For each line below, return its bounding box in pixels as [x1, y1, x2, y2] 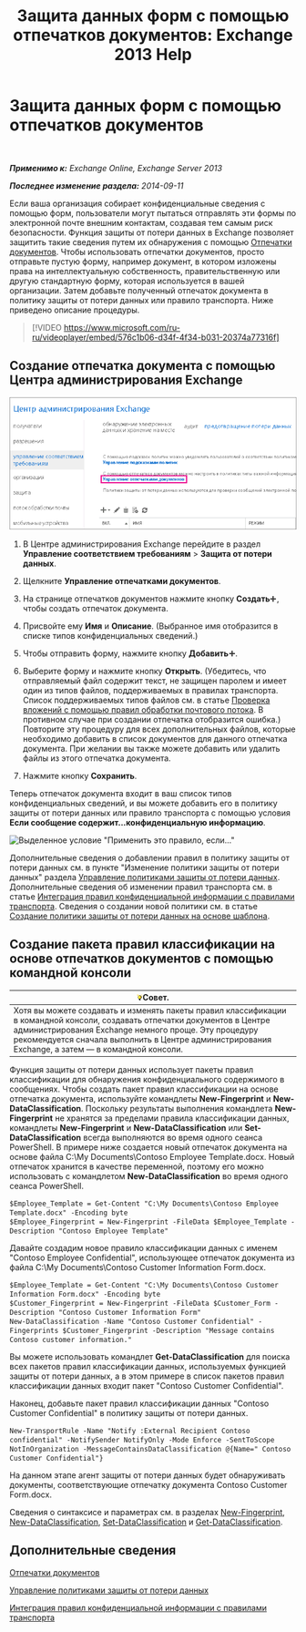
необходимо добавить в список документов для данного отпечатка [22, 733, 288, 744]
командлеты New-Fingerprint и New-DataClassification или [9, 1122, 243, 1133]
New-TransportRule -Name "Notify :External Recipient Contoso [9, 1426, 250, 1435]
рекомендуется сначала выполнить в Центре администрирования [13, 1034, 271, 1045]
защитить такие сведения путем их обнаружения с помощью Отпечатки [9, 236, 293, 247]
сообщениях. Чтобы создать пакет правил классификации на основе [9, 1083, 280, 1094]
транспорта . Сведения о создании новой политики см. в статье [9, 900, 258, 911]
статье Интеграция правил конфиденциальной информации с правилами [9, 890, 295, 902]
